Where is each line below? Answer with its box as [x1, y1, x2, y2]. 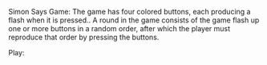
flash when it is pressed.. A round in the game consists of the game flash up [8, 15, 260, 25]
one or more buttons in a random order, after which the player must [8, 24, 231, 33]
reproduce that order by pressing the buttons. [8, 32, 160, 42]
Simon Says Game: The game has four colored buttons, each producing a [8, 7, 251, 16]
